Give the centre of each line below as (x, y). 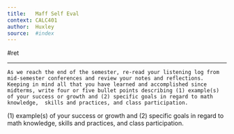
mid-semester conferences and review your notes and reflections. (106, 79)
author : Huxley (31, 27)
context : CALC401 (32, 20)
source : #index (31, 33)
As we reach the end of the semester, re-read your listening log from (113, 73)
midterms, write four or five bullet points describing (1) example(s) (113, 91)
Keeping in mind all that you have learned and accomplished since (107, 84)
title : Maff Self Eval (43, 14)
